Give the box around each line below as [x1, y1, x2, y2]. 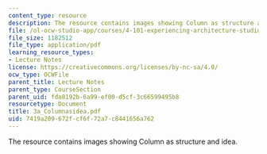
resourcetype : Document [8, 100, 87, 108]
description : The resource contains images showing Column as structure [8, 19, 254, 27]
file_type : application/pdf [8, 41, 102, 49]
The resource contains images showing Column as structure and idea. [8, 137, 238, 146]
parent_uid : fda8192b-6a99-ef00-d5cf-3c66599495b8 [8, 93, 180, 101]
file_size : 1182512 [8, 33, 73, 42]
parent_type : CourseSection [8, 85, 102, 94]
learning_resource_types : [8, 48, 94, 56]
